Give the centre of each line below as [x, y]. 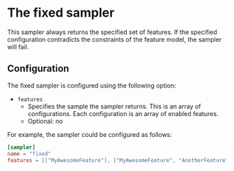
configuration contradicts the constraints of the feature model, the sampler [115, 39]
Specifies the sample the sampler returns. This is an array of [114, 106]
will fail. [18, 47]
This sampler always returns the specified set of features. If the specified [112, 32]
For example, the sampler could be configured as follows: [90, 134]
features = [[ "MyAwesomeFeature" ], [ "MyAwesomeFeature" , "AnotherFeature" [118, 160]
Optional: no [45, 121]
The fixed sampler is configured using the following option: [92, 85]
